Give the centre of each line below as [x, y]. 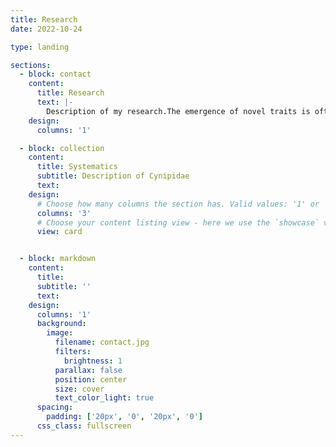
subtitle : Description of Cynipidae [113, 176]
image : [60, 333]
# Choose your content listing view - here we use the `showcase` [178, 222]
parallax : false [88, 370]
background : [61, 324]
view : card [59, 232]
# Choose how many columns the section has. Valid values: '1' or [178, 204]
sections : [31, 65]
